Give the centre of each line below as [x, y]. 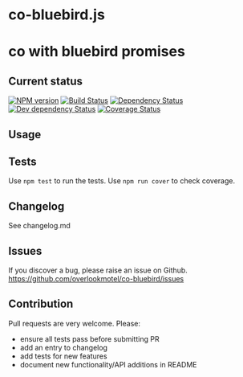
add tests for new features [63, 356]
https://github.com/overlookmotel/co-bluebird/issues [96, 279]
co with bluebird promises [97, 52]
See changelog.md [39, 226]
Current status [45, 81]
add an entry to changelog [64, 347]
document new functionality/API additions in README [108, 364]
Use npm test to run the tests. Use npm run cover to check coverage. [121, 181]
